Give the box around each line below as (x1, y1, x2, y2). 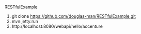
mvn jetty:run (11, 19, 38, 24)
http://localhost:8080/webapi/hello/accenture (11, 23, 103, 29)
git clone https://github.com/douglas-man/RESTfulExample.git (11, 13, 136, 19)
